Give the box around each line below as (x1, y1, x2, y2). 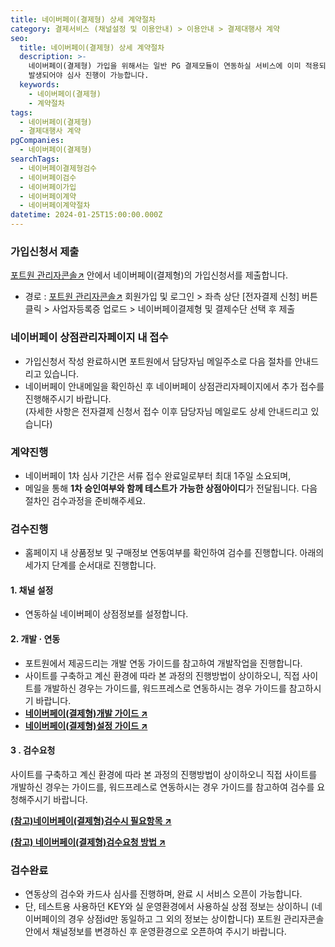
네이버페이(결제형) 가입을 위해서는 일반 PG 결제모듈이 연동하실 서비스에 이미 (28, 61, 302, 71)
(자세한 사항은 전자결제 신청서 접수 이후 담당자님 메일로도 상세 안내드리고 (24, 405, 309, 417)
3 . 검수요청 (10, 744, 56, 756)
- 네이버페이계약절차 (19, 201, 91, 211)
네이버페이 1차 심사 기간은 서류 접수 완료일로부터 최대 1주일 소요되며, (24, 469, 292, 481)
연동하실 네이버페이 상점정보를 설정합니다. (24, 608, 189, 620)
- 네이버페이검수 (19, 172, 77, 183)
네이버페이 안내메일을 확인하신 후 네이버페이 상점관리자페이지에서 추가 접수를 (24, 380, 325, 392)
